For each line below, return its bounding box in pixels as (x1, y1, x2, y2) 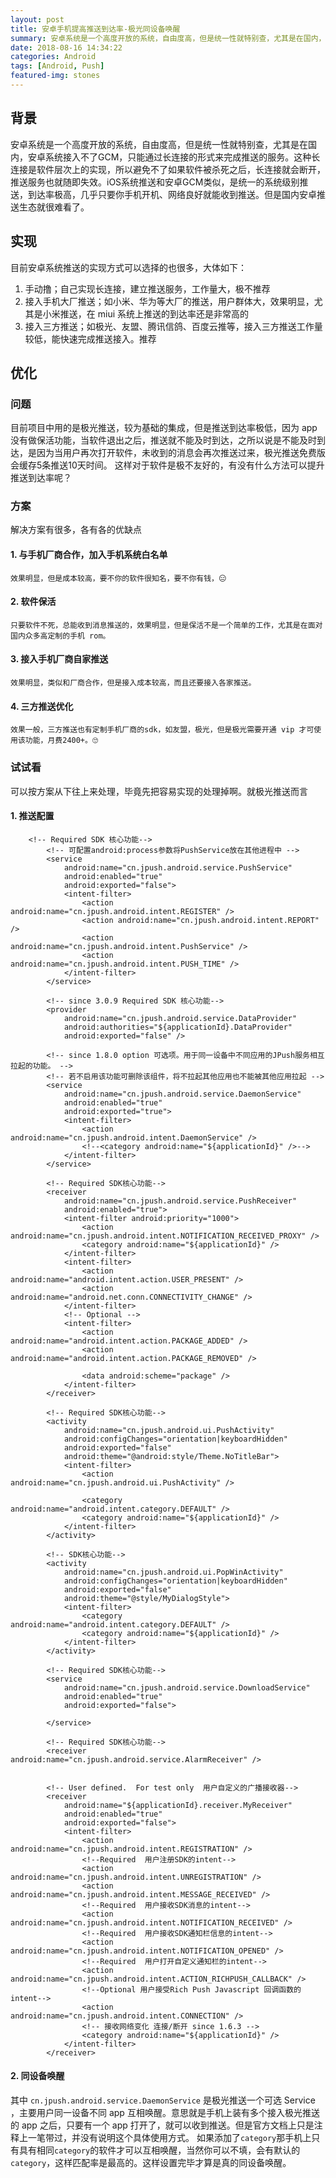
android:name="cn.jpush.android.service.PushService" (63, 862, 293, 873)
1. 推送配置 (10, 810, 55, 822)
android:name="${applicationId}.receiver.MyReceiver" (63, 1800, 293, 1810)
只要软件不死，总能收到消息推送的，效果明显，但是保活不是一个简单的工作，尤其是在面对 (10, 620, 323, 630)
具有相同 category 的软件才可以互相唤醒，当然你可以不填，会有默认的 (18, 2144, 301, 2156)
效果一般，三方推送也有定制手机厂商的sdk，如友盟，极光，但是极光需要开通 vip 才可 (10, 725, 315, 735)
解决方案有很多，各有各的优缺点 (10, 524, 142, 536)
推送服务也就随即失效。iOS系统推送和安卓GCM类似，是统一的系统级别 (10, 176, 300, 188)
